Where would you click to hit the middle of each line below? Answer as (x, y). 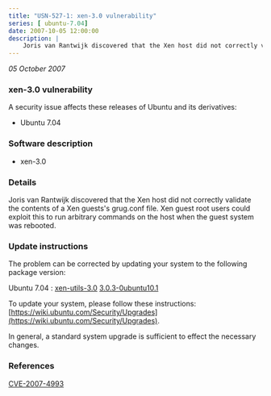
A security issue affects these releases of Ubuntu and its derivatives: (123, 107)
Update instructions (48, 246)
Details (23, 182)
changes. (24, 345)
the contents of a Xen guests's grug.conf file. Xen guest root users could (129, 208)
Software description (51, 144)
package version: (37, 273)
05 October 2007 (37, 69)
